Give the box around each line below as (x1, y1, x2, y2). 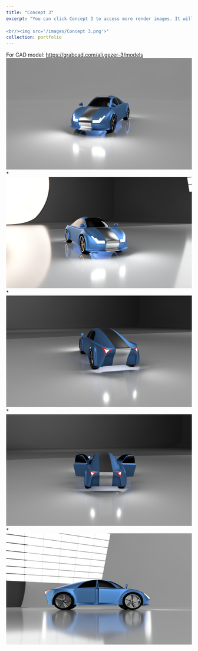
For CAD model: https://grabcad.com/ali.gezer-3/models (6, 51, 143, 58)
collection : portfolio (6, 34, 62, 41)
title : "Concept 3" (6, 9, 54, 15)
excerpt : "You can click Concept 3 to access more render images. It (6, 15, 181, 22)
